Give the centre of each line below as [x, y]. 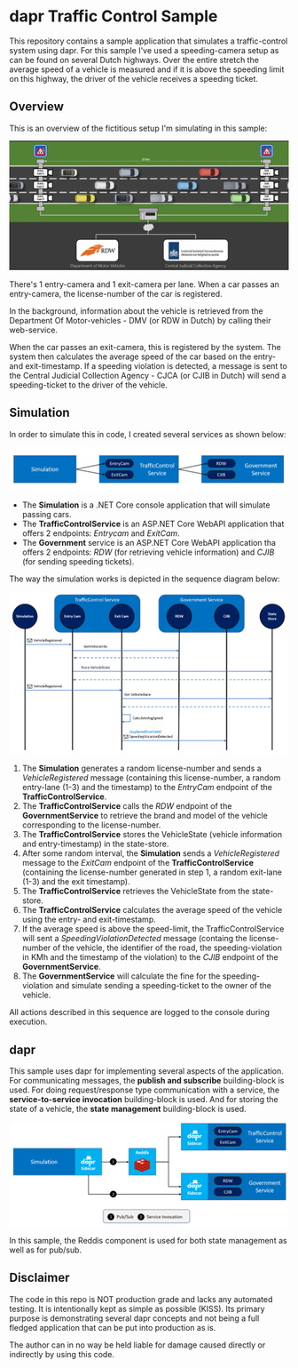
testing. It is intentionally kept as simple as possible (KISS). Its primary [137, 1308]
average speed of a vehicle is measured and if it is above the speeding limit [147, 69]
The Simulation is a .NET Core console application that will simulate [146, 505]
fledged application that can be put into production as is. [113, 1327]
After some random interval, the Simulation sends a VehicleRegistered [151, 853]
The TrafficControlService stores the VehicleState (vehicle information [152, 835]
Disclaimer [39, 1278]
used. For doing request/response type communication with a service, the [145, 1090]
